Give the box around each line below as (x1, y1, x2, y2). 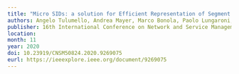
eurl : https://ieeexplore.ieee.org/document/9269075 (7, 56, 167, 63)
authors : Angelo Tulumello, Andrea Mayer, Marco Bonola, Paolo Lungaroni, (7, 17, 234, 24)
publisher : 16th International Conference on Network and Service (7, 23, 208, 30)
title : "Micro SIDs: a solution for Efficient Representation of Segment (7, 10, 231, 18)
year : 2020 (7, 43, 40, 50)
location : (7, 30, 37, 37)
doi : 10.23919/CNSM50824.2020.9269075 (7, 50, 122, 57)
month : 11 (7, 37, 37, 44)
